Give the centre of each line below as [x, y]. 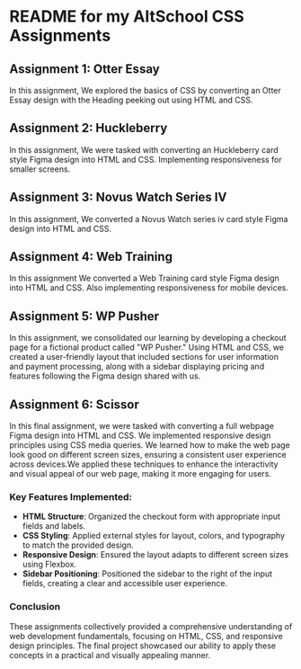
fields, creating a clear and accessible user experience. [124, 584]
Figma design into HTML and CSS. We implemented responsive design [140, 436]
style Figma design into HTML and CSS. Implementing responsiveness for [146, 159]
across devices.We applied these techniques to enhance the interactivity [144, 464]
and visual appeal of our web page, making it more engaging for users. [141, 474]
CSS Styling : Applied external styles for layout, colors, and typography [154, 536]
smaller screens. [40, 169]
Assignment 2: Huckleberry [89, 128]
